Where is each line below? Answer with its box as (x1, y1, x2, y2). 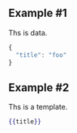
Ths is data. (8, 27, 48, 37)
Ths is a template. (8, 102, 68, 112)
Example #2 (8, 81, 70, 94)
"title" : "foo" (15, 51, 67, 59)
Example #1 (8, 6, 67, 20)
